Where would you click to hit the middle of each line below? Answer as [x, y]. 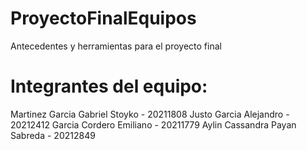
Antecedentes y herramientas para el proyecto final [116, 46]
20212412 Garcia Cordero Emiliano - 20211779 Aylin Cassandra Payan [153, 124]
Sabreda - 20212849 [53, 135]
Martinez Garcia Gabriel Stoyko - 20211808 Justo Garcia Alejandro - [150, 114]
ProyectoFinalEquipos [103, 18]
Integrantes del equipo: [109, 86]
